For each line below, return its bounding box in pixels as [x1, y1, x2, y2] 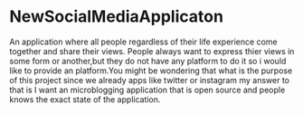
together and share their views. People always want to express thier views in [9, 45, 295, 56]
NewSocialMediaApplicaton [9, 6, 224, 27]
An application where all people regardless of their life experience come [9, 36, 278, 47]
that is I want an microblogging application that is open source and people [9, 84, 286, 95]
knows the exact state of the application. [9, 93, 161, 105]
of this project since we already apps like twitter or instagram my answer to [9, 74, 290, 85]
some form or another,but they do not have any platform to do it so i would [9, 55, 287, 66]
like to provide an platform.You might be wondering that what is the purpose [9, 65, 293, 76]
